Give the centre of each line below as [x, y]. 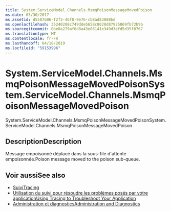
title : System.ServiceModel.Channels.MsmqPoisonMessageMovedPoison [79, 10]
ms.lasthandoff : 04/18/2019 [35, 43]
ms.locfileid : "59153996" [33, 48]
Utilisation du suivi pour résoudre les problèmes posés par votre [80, 193]
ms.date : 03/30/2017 [27, 15]
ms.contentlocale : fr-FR [32, 39]
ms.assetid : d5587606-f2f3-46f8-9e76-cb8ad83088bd [60, 19]
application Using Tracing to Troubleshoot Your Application [74, 198]
